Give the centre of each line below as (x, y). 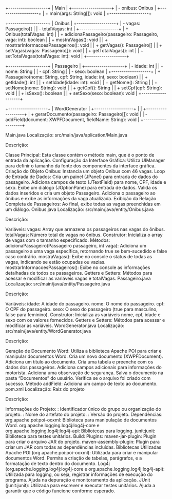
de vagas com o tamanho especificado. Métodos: (58, 240)
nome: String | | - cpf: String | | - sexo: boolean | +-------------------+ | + (83, 71)
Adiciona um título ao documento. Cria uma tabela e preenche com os (79, 362)
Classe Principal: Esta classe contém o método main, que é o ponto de (80, 155)
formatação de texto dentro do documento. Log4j (58, 464)
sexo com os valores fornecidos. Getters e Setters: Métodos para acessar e (85, 320)
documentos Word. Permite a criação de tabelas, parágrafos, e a (74, 458)
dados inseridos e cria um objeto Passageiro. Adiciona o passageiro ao (80, 193)
